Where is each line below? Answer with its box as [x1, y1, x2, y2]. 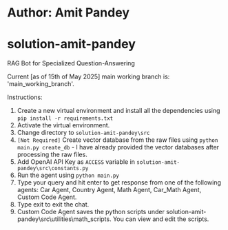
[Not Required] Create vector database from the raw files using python [17, 136, 218, 144]
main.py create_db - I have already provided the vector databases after [17, 143, 219, 151]
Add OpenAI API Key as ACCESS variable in [17, 158, 136, 166]
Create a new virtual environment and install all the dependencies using [17, 107, 220, 115]
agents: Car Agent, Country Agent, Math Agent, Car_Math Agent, [17, 186, 202, 194]
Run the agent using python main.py [17, 171, 119, 180]
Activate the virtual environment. [17, 121, 110, 129]
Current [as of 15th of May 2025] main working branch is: [7, 72, 170, 81]
